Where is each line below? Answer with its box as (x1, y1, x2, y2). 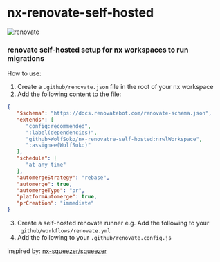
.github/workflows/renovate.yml (17, 227, 111, 234)
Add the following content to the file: (17, 90, 122, 98)
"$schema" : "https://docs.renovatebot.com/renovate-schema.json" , (16, 110, 212, 117)
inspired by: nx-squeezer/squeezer (7, 247, 107, 255)
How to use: (7, 69, 42, 77)
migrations (7, 53, 45, 63)
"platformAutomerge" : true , (16, 194, 98, 200)
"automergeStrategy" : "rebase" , (16, 174, 110, 181)
